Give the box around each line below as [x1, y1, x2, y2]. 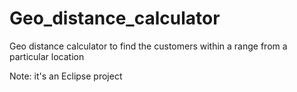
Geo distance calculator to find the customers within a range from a [9, 40, 288, 52]
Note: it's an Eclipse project [9, 70, 123, 82]
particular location [9, 50, 85, 62]
